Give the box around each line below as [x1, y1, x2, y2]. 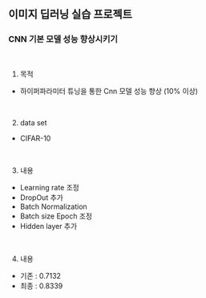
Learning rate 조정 [19, 182, 80, 192]
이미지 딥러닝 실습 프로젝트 [8, 7, 132, 22]
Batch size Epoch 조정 [19, 211, 93, 221]
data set [19, 117, 47, 127]
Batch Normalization [19, 202, 88, 211]
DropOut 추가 [19, 192, 64, 202]
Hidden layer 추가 [19, 221, 78, 231]
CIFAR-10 [19, 133, 51, 143]
